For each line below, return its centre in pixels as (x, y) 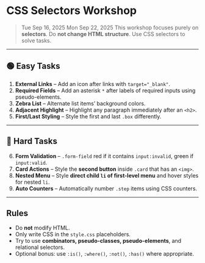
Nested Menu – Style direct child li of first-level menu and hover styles (107, 175)
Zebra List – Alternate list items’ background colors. (80, 103)
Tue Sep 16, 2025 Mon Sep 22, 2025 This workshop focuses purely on (110, 27)
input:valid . (31, 162)
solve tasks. (36, 40)
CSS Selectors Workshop (72, 11)
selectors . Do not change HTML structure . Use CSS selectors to (103, 34)
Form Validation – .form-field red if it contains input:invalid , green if (104, 156)
